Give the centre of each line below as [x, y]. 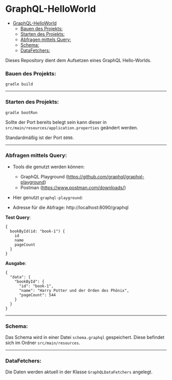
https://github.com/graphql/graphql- [106, 176]
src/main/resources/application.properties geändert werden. [72, 127]
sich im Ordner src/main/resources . [43, 343]
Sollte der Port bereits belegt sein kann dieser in [56, 122]
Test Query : [18, 217]
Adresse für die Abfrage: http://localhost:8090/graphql [71, 207]
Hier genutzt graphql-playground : [48, 197]
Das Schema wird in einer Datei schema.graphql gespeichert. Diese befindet [85, 337]
